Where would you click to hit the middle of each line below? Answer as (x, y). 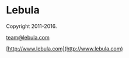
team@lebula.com (28, 37)
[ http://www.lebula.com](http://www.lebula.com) (65, 48)
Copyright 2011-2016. (32, 26)
